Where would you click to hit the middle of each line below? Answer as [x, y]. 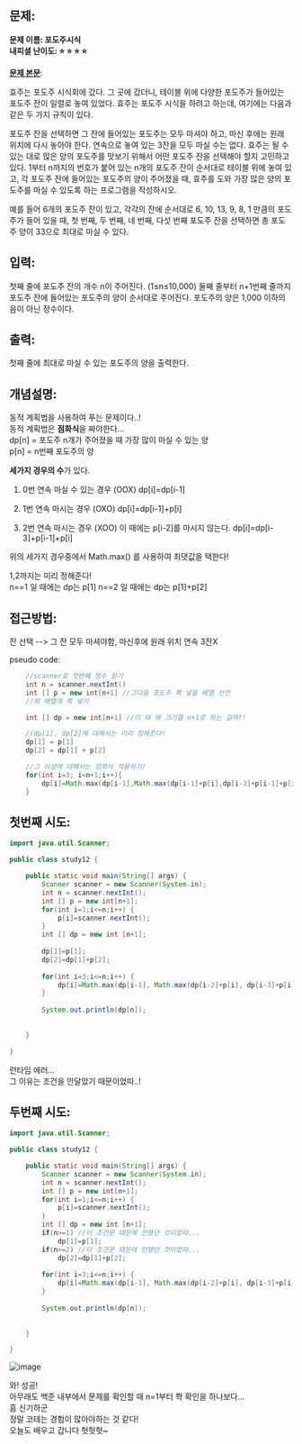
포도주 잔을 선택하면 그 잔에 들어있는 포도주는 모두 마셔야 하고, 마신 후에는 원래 [147, 133]
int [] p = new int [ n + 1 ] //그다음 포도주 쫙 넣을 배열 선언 [128, 693]
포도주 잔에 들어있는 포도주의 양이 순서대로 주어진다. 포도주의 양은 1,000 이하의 [147, 297]
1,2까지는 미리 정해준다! [51, 576]
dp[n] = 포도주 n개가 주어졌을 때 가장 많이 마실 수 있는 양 [109, 440]
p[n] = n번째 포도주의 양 [52, 451]
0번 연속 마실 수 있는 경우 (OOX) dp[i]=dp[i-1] [104, 490]
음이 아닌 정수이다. [42, 308]
